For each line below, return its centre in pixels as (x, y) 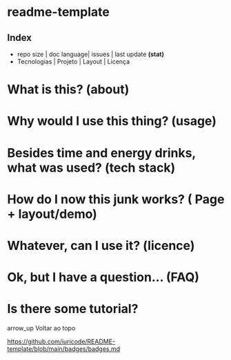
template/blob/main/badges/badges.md (64, 349)
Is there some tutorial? (73, 309)
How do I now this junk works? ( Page (116, 199)
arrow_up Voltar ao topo (41, 328)
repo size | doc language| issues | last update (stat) (90, 54)
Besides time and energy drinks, (102, 153)
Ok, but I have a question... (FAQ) (103, 277)
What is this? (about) (68, 90)
